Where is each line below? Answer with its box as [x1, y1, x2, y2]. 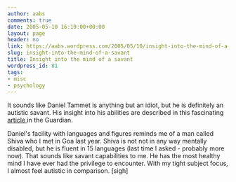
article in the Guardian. [7, 116, 74, 125]
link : [7, 43, 23, 50]
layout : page [7, 29, 46, 37]
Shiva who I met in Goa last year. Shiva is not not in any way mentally [7, 137, 207, 146]
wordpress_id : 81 [7, 62, 58, 69]
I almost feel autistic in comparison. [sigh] [7, 167, 129, 175]
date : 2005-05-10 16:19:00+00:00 [7, 23, 105, 30]
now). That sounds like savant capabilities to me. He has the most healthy [7, 152, 221, 160]
